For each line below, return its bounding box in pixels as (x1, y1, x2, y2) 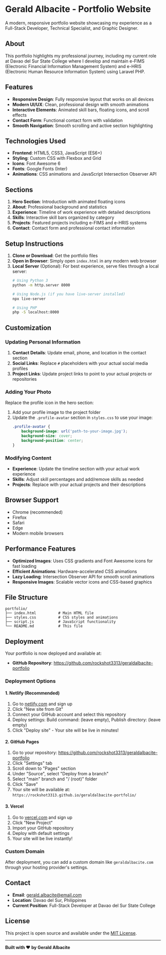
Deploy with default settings (12, 830, 70, 836)
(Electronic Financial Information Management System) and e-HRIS (5, 63, 142, 69)
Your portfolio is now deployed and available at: (5, 650, 102, 656)
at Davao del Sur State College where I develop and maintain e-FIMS (5, 58, 145, 64)
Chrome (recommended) (12, 509, 63, 515)
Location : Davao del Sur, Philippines (12, 897, 86, 903)
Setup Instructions (5, 239, 64, 248)
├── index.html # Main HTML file (5, 611, 94, 616)
